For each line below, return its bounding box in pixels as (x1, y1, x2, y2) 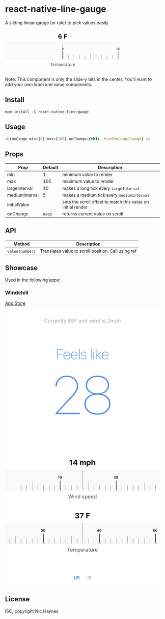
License (5, 595, 30, 603)
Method (13, 241, 30, 247)
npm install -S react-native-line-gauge (5, 109, 89, 114)
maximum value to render (62, 178, 114, 184)
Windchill (5, 289, 28, 296)
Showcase (5, 264, 38, 272)
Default (43, 164, 58, 170)
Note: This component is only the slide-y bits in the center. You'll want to (5, 76, 152, 82)
